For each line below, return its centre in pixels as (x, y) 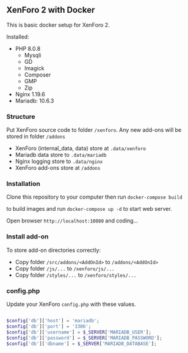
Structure (21, 116)
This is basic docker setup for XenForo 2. (58, 25)
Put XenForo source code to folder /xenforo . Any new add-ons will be (94, 130)
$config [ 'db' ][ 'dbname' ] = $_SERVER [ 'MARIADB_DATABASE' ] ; (81, 344)
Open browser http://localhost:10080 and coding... (72, 221)
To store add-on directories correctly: (53, 250)
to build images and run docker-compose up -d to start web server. (89, 209)
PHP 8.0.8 (28, 48)
